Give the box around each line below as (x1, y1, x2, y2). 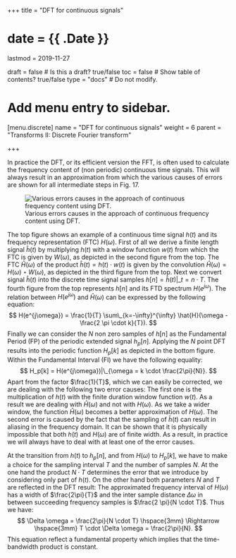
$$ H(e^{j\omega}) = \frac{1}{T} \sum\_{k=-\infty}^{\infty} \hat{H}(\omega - (8, 311, 228, 320)
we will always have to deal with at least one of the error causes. (7, 437, 195, 446)
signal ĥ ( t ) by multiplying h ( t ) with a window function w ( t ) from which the (7, 245, 219, 253)
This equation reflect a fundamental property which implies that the (7, 535, 203, 543)
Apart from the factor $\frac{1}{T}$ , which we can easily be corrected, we (7, 377, 223, 386)
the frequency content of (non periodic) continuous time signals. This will (7, 165, 220, 174)
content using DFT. (25, 217, 80, 225)
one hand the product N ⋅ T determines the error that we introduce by (7, 468, 209, 476)
